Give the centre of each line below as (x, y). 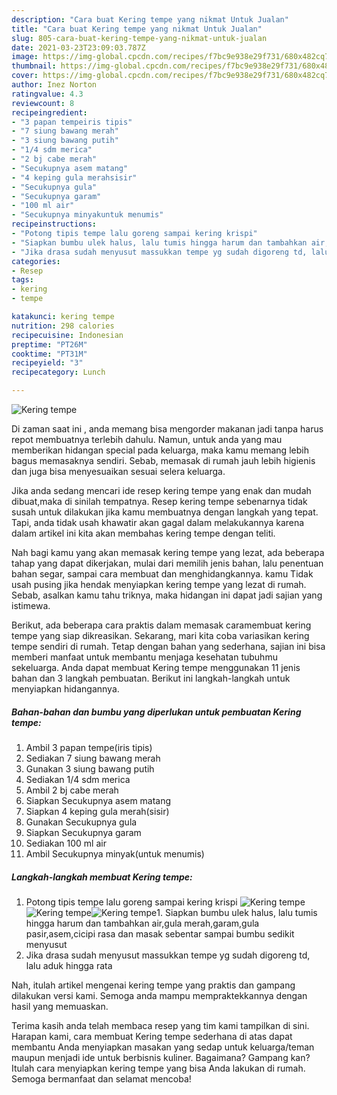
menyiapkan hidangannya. (65, 689)
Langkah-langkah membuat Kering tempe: (102, 877)
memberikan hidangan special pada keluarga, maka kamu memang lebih (160, 450)
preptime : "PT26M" (49, 344)
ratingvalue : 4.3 (47, 94)
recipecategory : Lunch (58, 372)
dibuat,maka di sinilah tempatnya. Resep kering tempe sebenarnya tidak (159, 501)
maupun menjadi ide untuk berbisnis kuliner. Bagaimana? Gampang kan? (161, 1057)
